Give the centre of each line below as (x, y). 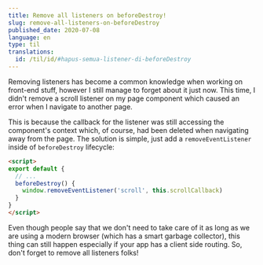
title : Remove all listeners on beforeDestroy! (88, 15)
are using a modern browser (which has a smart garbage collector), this (124, 236)
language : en (29, 37)
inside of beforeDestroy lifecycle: (62, 147)
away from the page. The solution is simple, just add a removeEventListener (130, 138)
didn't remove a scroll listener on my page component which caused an (124, 98)
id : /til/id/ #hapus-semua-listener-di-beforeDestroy (103, 60)
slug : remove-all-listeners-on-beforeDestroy (84, 23)
